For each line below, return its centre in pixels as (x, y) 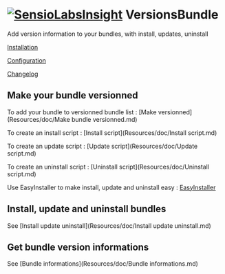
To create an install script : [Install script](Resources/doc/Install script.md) (112, 133)
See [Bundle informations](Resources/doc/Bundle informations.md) (103, 264)
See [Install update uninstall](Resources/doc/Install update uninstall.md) (109, 225)
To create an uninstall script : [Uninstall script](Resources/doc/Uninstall (108, 167)
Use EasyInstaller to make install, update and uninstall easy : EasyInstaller (111, 187)
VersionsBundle (172, 15)
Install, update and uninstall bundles (87, 209)
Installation (23, 47)
